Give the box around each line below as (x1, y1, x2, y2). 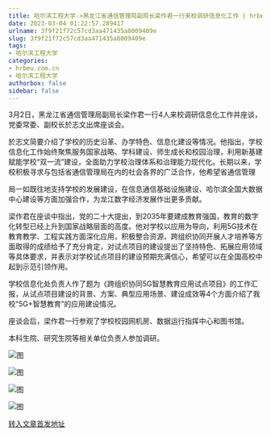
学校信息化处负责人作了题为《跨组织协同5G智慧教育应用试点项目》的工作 (8, 279, 252, 289)
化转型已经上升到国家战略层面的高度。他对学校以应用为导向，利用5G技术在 (8, 222, 258, 231)
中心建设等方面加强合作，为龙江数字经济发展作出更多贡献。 (8, 194, 206, 204)
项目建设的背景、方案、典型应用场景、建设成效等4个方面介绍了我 (43, 289, 261, 299)
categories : (8, 57, 48, 65)
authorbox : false (8, 79, 67, 87)
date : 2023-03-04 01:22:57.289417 (8, 19, 125, 27)
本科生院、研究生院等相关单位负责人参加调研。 (8, 334, 164, 343)
